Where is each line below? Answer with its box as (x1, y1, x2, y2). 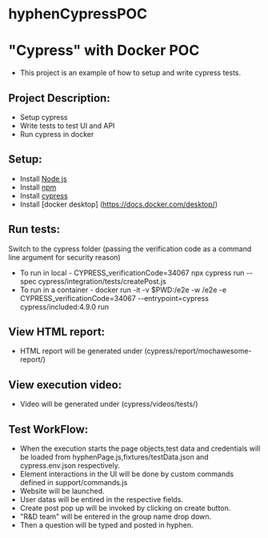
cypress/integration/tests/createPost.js (38, 276, 166, 286)
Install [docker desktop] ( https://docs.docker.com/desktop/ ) (19, 199, 218, 209)
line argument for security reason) (8, 252, 122, 262)
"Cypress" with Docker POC (8, 42, 200, 60)
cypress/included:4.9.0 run (19, 302, 110, 311)
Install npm (19, 182, 57, 192)
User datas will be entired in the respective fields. (19, 495, 184, 504)
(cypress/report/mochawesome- (144, 346, 252, 356)
